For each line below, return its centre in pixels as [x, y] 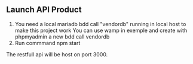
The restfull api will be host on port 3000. [57, 54]
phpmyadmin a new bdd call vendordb [62, 36]
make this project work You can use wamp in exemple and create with [101, 30]
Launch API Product [44, 10]
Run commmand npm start [48, 43]
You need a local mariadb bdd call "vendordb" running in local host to [100, 24]
